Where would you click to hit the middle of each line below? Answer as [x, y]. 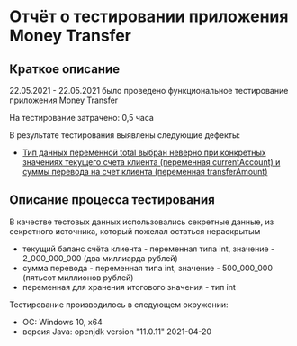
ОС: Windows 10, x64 [63, 322]
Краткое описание [64, 69]
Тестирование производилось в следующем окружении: [119, 305]
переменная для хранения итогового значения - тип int [129, 287]
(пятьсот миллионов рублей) [78, 278]
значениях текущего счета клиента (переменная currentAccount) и [151, 162]
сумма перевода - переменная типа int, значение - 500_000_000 [147, 268]
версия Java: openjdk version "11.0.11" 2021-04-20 [117, 332]
